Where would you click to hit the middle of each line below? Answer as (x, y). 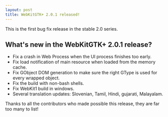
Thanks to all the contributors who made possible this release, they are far (82, 104)
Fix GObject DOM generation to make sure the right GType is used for (85, 73)
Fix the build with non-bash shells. (48, 83)
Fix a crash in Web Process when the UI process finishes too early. (82, 57)
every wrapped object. (36, 78)
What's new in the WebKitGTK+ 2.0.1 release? (79, 44)
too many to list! (22, 109)
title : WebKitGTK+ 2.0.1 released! (43, 15)
